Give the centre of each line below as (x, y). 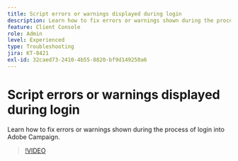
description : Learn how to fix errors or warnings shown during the (110, 20)
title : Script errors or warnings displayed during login (95, 14)
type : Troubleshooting (41, 47)
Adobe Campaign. (34, 137)
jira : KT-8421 (28, 54)
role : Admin (25, 34)
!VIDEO (35, 150)
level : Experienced (36, 40)
